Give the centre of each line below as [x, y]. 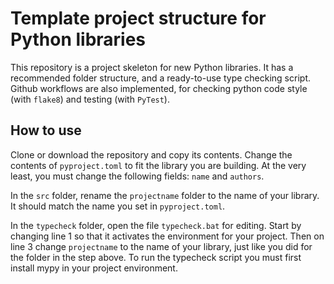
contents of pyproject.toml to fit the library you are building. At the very [158, 165]
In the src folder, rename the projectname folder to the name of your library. [165, 195]
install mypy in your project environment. [94, 268]
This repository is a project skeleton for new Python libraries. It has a [152, 67]
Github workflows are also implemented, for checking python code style [159, 88]
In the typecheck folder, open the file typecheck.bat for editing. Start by [156, 225]
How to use [46, 130]
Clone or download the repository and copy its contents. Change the [151, 154]
